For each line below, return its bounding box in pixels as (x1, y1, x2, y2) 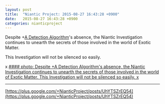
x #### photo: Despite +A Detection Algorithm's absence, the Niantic (5, 64, 145, 70)
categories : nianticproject (5, 21, 63, 26)
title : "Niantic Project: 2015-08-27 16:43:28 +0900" (5, 12, 120, 17)
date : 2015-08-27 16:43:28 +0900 (5, 16, 78, 21)
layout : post (5, 7, 32, 12)
